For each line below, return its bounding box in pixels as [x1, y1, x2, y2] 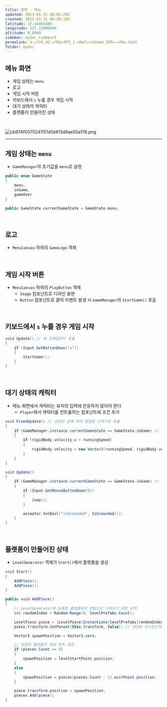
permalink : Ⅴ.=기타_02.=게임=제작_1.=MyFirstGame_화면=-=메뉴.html [5, 40, 138, 45]
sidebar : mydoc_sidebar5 [5, 35, 57, 40]
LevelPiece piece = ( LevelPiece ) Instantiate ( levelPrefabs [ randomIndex [14, 619, 164, 625]
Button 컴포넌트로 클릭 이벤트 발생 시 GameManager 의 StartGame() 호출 [19, 297, 157, 303]
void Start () [5, 569, 32, 574]
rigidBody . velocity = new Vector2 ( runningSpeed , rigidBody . [31, 447, 159, 452]
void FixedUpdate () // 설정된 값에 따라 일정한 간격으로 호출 [5, 419, 120, 424]
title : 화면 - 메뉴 [5, 7, 41, 12]
